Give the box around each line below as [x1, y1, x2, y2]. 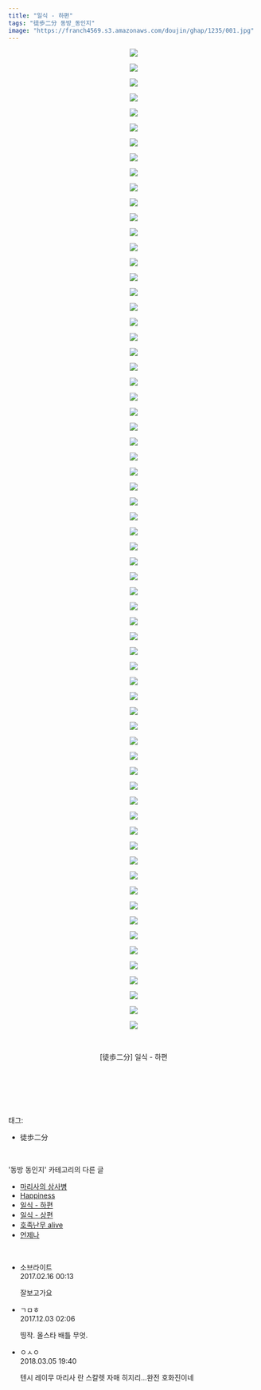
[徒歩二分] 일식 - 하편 [99, 1052, 168, 1062]
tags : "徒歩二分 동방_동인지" [8, 19, 95, 27]
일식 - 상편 [19, 1210, 53, 1220]
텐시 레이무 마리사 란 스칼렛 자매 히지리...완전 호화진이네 [19, 1373, 194, 1383]
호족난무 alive [19, 1220, 64, 1230]
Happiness [19, 1191, 56, 1201]
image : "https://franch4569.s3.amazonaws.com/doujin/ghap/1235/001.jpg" [8, 26, 255, 34]
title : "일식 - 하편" [8, 11, 73, 20]
